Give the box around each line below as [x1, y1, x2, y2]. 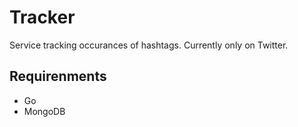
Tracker [9, 6, 76, 29]
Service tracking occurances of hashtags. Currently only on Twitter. [9, 39, 289, 51]
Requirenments [9, 68, 107, 85]
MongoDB [23, 105, 66, 117]
